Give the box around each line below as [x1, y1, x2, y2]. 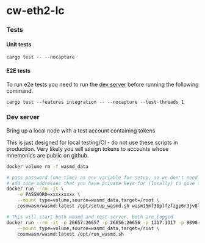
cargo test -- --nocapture [6, 54, 75, 60]
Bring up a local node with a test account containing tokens [6, 126, 156, 134]
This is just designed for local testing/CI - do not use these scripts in [6, 139, 178, 146]
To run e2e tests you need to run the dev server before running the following [6, 81, 199, 88]
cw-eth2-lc [6, 4, 65, 18]
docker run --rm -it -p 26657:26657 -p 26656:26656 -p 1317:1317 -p [6, 219, 184, 226]
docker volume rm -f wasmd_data [6, 163, 88, 170]
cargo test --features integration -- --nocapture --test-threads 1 [6, 99, 184, 105]
